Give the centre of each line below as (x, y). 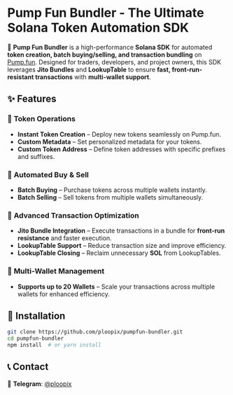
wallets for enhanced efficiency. (63, 294)
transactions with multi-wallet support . (93, 77)
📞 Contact (28, 367)
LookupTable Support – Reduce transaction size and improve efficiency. (122, 246)
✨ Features (32, 99)
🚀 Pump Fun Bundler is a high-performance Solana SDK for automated (110, 47)
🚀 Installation (36, 316)
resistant (21, 77)
